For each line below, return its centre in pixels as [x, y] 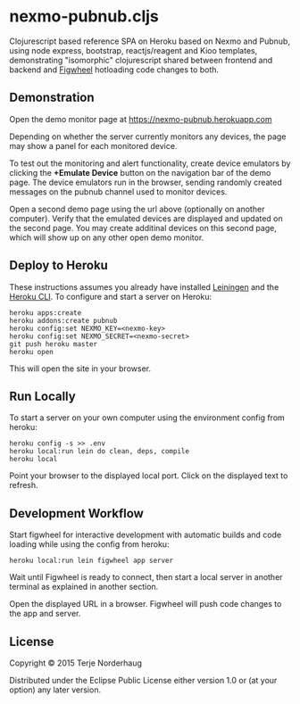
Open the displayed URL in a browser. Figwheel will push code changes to [146, 604]
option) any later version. [55, 690]
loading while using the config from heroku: [89, 544]
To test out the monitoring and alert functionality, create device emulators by [150, 163]
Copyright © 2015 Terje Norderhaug [76, 663]
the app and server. [45, 614]
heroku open [31, 352]
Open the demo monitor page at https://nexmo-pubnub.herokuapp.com [141, 119]
